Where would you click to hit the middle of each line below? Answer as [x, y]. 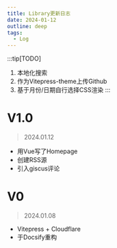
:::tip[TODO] [24, 58]
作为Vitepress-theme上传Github [62, 81]
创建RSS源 [32, 160]
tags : [15, 33]
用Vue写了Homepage [47, 151]
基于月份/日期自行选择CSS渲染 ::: [64, 90]
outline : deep [27, 26]
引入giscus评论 [38, 168]
